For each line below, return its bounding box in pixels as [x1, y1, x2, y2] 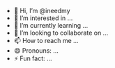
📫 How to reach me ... [13, 37, 79, 44]
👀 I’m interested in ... [13, 14, 73, 22]
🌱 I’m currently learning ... [13, 22, 89, 29]
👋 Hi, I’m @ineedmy [13, 7, 71, 15]
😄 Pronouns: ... [13, 46, 59, 55]
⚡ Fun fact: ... [13, 54, 52, 62]
